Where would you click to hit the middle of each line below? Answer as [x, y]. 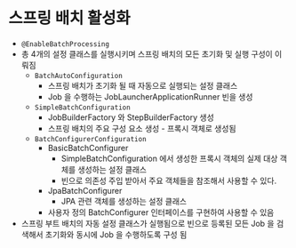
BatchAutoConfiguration [79, 76]
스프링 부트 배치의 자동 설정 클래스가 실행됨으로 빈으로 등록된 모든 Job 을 [148, 223]
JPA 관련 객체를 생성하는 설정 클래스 [124, 201]
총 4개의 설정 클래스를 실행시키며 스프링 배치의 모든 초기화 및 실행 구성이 [147, 53]
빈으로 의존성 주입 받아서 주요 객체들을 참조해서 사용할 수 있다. [169, 180]
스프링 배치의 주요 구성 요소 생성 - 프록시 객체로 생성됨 [142, 128]
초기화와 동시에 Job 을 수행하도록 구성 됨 [116, 234]
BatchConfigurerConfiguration [91, 139]
